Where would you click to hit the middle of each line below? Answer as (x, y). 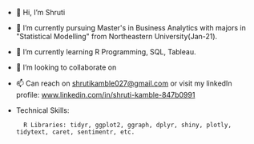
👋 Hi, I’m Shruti (40, 12)
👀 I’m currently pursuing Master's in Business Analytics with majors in (131, 28)
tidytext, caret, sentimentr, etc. (75, 132)
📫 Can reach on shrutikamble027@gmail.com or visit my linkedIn (124, 83)
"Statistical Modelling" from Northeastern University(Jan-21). (117, 36)
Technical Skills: (42, 110)
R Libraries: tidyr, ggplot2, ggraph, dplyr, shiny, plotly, (128, 125)
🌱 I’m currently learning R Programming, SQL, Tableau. (106, 52)
